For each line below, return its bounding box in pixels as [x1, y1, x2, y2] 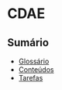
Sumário [7, 36, 50, 49]
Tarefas [18, 74, 43, 82]
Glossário [18, 56, 50, 66]
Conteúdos [18, 65, 54, 74]
